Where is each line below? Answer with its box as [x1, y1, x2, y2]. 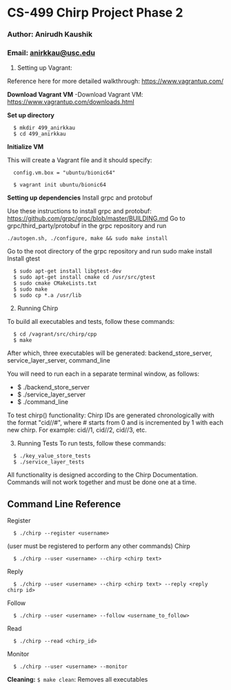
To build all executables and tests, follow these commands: [7, 318, 175, 326]
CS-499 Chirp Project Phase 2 [7, 5, 183, 21]
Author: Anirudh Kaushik [7, 30, 93, 39]
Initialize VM [7, 143, 43, 151]
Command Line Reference [7, 498, 121, 510]
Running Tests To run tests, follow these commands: [17, 439, 166, 448]
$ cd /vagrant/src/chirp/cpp [13, 331, 97, 338]
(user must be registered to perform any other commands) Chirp [7, 542, 191, 550]
